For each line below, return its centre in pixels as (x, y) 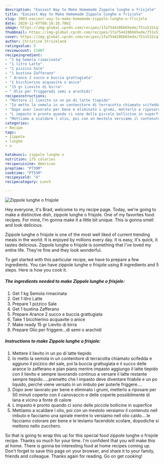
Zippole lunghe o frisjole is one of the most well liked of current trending (78, 234)
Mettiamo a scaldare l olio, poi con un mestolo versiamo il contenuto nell (85, 410)
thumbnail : (16, 32)
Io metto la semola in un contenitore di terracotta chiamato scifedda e (82, 358)
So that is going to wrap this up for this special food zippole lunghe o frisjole (82, 435)
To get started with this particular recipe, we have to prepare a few (72, 260)
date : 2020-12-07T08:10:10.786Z (38, 23)
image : (12, 28)
